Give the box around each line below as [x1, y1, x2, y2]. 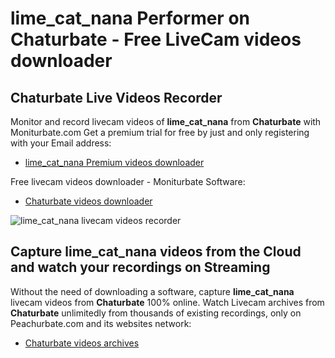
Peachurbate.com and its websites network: [10, 317, 192, 329]
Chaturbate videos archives [24, 337, 140, 349]
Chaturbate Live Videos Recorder [10, 89, 223, 106]
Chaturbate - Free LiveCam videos [10, 28, 302, 51]
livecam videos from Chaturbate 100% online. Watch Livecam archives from [10, 296, 325, 308]
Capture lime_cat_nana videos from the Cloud [10, 243, 302, 261]
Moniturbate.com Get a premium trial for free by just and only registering [10, 127, 310, 138]
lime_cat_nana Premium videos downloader [24, 157, 205, 168]
